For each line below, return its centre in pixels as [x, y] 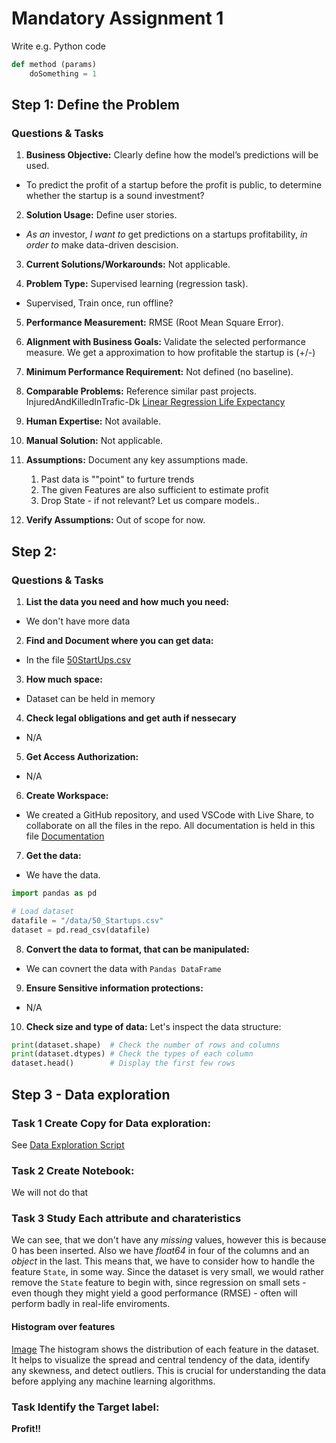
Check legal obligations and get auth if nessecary [131, 718]
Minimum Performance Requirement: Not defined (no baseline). [159, 372]
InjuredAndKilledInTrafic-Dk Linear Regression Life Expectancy [155, 402]
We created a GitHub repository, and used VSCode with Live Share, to [169, 815]
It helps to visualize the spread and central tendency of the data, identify [161, 1359]
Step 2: [34, 551]
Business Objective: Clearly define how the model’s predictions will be [172, 155]
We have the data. [63, 875]
